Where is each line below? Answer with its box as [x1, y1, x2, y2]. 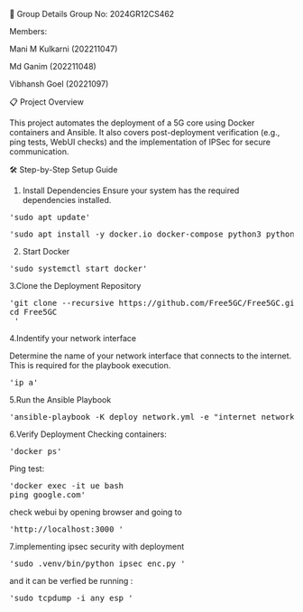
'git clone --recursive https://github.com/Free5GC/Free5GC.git [9, 298, 300, 308]
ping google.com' [9, 490, 86, 500]
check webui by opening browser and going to [9, 506, 182, 517]
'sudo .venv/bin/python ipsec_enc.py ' [9, 559, 186, 569]
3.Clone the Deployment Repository [9, 281, 142, 291]
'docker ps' [9, 447, 62, 456]
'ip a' [9, 377, 39, 387]
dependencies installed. [22, 195, 112, 205]
